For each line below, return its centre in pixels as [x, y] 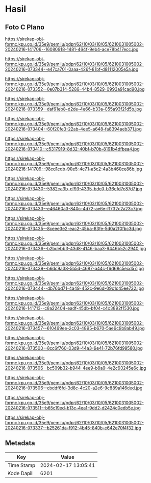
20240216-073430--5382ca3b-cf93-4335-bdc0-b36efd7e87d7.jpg [74, 189]
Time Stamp [22, 465]
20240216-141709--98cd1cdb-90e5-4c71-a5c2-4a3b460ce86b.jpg [74, 169]
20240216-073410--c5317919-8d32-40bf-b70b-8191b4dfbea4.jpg [72, 149]
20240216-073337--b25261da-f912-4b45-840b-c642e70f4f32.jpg [73, 428]
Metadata [20, 443]
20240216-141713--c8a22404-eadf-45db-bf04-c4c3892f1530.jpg [72, 308]
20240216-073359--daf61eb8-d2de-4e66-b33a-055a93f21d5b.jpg [74, 109]
